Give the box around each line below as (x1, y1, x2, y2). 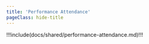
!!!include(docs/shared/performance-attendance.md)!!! (6, 31, 144, 38)
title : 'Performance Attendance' (6, 8, 91, 15)
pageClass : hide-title (6, 14, 64, 20)
